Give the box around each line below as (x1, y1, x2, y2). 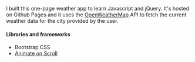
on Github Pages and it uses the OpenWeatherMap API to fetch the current (6, 11, 187, 18)
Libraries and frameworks (6, 30, 70, 37)
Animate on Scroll (14, 50, 58, 57)
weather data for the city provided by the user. (6, 18, 119, 24)
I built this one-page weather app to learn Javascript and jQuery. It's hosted (6, 5, 190, 12)
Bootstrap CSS (14, 44, 51, 51)
